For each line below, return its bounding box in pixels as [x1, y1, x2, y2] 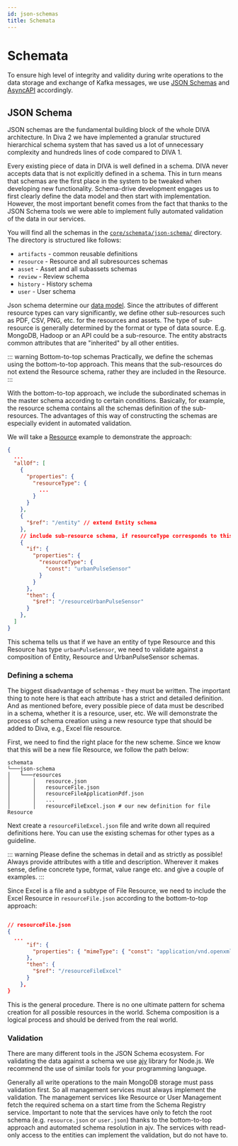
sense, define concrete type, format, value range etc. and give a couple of [7, 865, 225, 874]
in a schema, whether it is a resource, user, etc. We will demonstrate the [7, 709, 218, 717]
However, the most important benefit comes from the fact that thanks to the [7, 199, 228, 208]
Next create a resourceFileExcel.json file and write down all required [7, 821, 210, 830]
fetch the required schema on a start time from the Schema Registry [7, 1101, 206, 1109]
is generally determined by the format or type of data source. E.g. [35, 324, 227, 332]
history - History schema [17, 280, 93, 288]
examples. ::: [7, 873, 45, 881]
